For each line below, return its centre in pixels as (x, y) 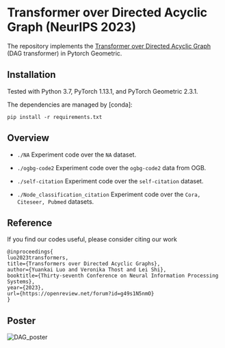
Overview (28, 138)
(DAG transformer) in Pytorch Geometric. (65, 53)
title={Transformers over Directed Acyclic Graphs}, (84, 264)
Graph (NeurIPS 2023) (72, 27)
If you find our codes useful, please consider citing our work (92, 239)
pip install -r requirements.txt (55, 117)
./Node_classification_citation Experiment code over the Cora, (109, 194)
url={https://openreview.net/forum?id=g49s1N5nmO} (81, 294)
